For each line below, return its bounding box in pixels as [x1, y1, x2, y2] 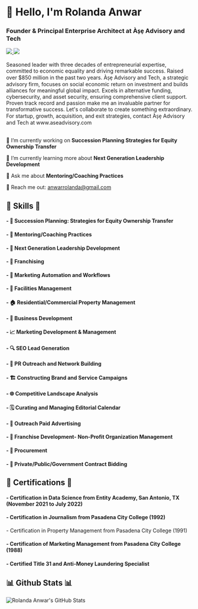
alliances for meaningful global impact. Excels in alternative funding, [6, 87, 173, 94]
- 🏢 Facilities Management [6, 285, 72, 292]
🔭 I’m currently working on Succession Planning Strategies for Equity [6, 137, 177, 144]
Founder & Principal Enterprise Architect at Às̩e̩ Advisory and [6, 27, 185, 35]
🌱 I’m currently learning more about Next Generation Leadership [6, 155, 164, 162]
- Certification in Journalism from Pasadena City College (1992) [6, 514, 165, 521]
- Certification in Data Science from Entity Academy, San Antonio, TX [6, 494, 180, 501]
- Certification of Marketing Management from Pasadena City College [6, 540, 181, 548]
